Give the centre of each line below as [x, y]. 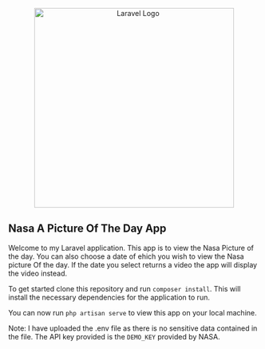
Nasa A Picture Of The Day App [87, 229]
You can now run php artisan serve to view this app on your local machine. [132, 312]
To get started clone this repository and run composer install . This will [125, 288]
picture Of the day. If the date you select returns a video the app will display [133, 264]
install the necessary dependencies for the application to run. [109, 297]
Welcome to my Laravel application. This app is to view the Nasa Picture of [131, 248]
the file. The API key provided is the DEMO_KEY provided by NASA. [115, 336]
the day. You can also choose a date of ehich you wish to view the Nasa [127, 256]
